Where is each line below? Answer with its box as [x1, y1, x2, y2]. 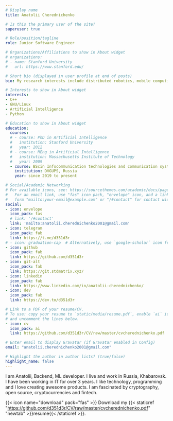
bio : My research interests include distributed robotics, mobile [5, 78, 151, 83]
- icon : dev [5, 288, 31, 293]
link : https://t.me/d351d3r [10, 235, 71, 240]
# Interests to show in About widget [5, 87, 86, 93]
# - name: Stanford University [5, 59, 73, 64]
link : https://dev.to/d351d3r [10, 297, 75, 303]
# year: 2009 [10, 159, 43, 164]
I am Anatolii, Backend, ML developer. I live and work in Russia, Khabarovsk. [5, 373, 167, 379]
